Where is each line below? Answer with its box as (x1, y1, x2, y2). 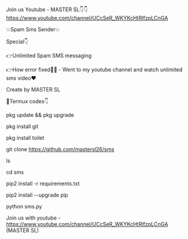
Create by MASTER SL (6, 86, 61, 93)
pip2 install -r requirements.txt (6, 180, 80, 187)
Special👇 (6, 38, 28, 45)
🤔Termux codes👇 (6, 98, 49, 104)
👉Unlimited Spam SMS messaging (6, 52, 92, 59)
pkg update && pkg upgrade (6, 112, 75, 118)
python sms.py (6, 203, 42, 209)
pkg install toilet (6, 135, 45, 141)
